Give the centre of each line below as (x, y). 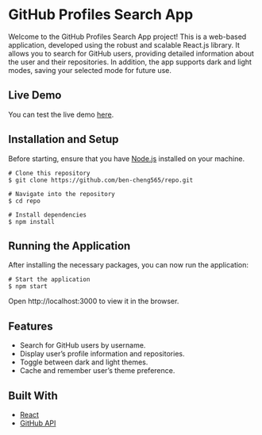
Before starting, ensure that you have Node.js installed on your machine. (126, 158)
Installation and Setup (64, 139)
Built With (33, 396)
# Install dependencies (48, 215)
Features (31, 326)
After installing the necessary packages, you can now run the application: (128, 265)
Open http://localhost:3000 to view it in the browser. (94, 301)
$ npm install (32, 221)
